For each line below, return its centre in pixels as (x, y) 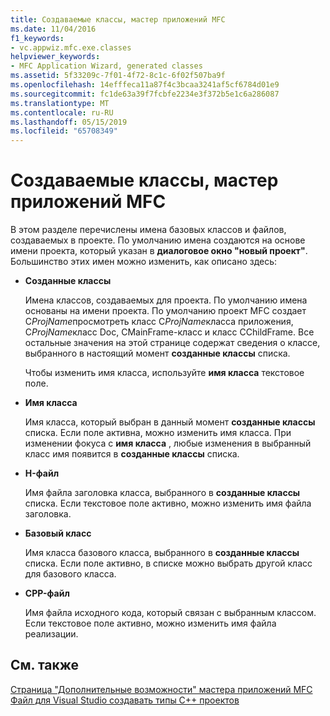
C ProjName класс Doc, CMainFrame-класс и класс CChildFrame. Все (169, 332)
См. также (45, 665)
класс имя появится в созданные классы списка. (132, 454)
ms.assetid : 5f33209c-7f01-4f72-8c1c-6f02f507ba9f (118, 76)
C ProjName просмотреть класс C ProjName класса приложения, (159, 322)
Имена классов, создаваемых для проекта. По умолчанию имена (166, 300)
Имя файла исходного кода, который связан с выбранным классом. (170, 613)
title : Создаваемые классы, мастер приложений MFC (118, 19)
